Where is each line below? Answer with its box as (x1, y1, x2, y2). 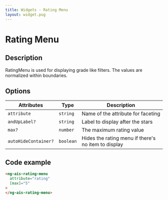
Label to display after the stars (81, 119, 153, 126)
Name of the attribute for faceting (81, 110, 160, 117)
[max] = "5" (9, 180, 30, 186)
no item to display (81, 141, 123, 148)
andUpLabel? (7, 119, 36, 125)
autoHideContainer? (7, 139, 54, 144)
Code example (5, 158, 51, 166)
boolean (58, 139, 77, 144)
